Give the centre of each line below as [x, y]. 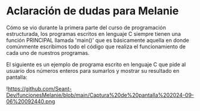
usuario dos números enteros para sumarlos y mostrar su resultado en [93, 70]
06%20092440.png [31, 101]
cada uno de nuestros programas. [48, 53]
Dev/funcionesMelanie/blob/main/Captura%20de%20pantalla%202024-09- [100, 95]
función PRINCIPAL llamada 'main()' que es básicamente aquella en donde [98, 40]
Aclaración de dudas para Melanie [93, 11]
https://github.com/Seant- [40, 88]
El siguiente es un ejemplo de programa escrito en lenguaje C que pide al [96, 64]
